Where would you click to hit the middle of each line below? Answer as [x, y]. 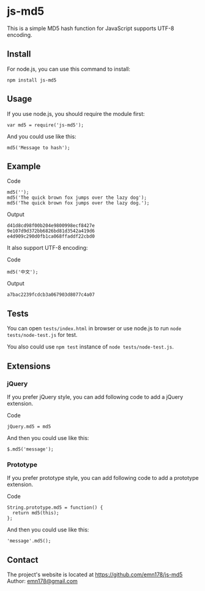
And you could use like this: [42, 136]
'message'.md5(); [29, 541]
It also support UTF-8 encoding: [47, 248]
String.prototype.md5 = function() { [55, 508]
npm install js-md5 [32, 80]
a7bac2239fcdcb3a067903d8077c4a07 [51, 295]
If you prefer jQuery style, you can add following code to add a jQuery [95, 396]
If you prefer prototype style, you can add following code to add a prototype [103, 478]
